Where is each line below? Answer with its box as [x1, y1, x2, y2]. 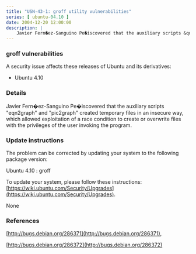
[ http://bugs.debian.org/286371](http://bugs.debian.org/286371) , [6, 230, 162, 237]
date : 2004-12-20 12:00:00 [6, 19, 72, 25]
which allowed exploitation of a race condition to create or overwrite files [6, 115, 181, 122]
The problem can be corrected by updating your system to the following [6, 150, 179, 157]
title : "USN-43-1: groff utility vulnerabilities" [6, 8, 132, 15]
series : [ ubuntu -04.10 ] [6, 14, 69, 20]
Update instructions [6, 136, 64, 144]
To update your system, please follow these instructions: [6, 179, 142, 186]
